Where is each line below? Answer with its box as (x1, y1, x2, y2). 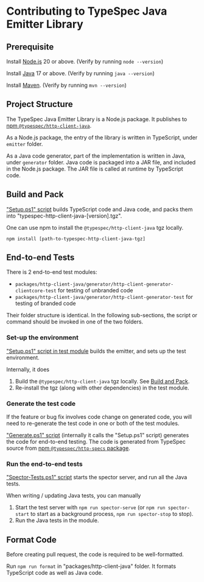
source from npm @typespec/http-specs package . (6, 444, 131, 452)
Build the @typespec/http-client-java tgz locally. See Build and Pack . (15, 377, 190, 385)
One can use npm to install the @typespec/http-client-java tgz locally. (6, 224, 184, 231)
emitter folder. (6, 140, 43, 147)
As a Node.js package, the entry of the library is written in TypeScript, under (6, 133, 198, 141)
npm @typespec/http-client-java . (6, 122, 92, 129)
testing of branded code (15, 300, 76, 307)
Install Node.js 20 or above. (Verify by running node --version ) (6, 58, 164, 65)
